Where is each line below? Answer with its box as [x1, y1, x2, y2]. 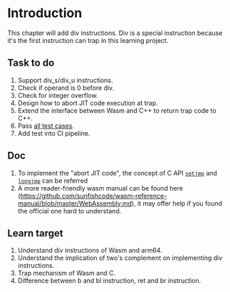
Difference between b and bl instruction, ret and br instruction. [17, 276, 202, 285]
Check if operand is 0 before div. [17, 84, 115, 92]
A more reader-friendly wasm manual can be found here [17, 183, 184, 192]
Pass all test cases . [17, 121, 75, 130]
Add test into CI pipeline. [17, 129, 90, 137]
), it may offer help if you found [131, 198, 223, 208]
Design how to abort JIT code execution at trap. [17, 99, 158, 107]
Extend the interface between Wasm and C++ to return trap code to [17, 106, 216, 115]
